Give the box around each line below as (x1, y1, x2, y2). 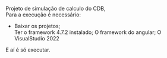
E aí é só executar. (5, 46, 51, 53)
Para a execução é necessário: (5, 11, 81, 18)
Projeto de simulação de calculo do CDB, (5, 5, 106, 12)
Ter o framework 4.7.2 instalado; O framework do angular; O (14, 29, 162, 36)
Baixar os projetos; (14, 23, 61, 29)
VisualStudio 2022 (14, 35, 60, 42)
